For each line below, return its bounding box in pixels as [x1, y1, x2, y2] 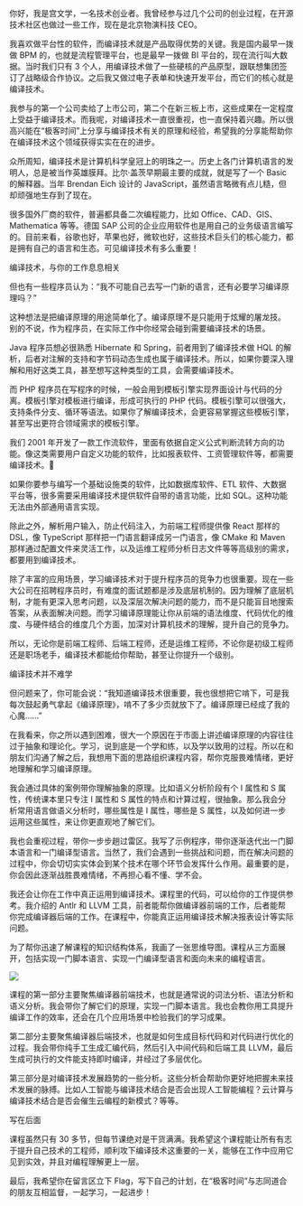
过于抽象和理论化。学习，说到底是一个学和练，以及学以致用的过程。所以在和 [9, 741, 294, 752]
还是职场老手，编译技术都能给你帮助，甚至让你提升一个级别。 [9, 650, 239, 659]
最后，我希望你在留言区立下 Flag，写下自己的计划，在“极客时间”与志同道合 [9, 1175, 288, 1186]
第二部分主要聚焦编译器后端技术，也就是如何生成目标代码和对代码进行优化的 [9, 1031, 294, 1042]
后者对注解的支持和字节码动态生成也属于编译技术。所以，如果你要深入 [24, 353, 286, 364]
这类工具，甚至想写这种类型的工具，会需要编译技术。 [40, 365, 239, 375]
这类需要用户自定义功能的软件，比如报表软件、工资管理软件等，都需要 [32, 448, 294, 459]
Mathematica [9, 220, 59, 230]
